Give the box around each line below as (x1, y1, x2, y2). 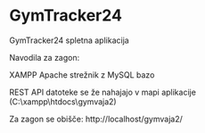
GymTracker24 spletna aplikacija (9, 35, 129, 46)
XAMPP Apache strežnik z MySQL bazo (9, 69, 155, 80)
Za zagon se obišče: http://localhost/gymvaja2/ (9, 113, 183, 124)
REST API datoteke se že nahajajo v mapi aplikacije (9, 87, 196, 97)
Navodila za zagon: (9, 52, 80, 62)
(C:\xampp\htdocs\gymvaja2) (9, 96, 118, 107)
